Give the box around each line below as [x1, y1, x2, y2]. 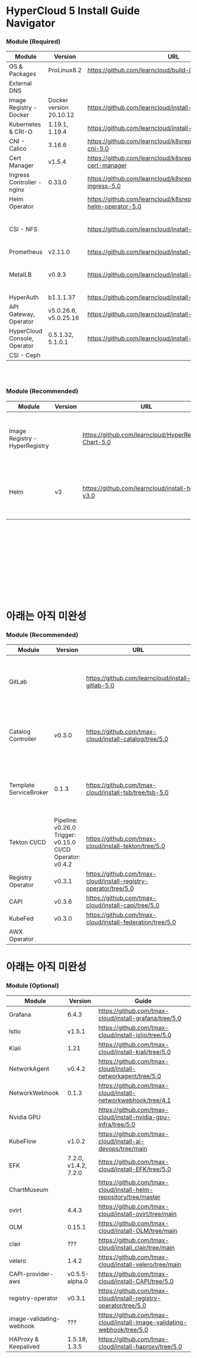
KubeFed [9, 915, 34, 923]
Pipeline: [53, 816, 78, 824]
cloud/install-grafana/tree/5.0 [98, 1014, 182, 1022]
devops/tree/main [98, 1145, 148, 1153]
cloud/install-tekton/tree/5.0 [86, 842, 165, 850]
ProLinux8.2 [47, 66, 82, 74]
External [9, 79, 32, 87]
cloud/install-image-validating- [98, 1318, 188, 1326]
